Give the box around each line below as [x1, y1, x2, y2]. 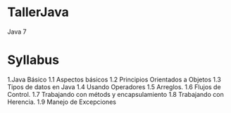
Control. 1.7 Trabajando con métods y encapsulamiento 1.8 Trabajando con [7, 90, 224, 98]
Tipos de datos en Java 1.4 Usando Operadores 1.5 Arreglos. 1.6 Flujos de [7, 82, 221, 91]
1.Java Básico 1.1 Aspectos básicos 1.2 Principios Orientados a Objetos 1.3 [7, 75, 222, 84]
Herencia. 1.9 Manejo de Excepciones [7, 98, 116, 106]
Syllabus [7, 52, 60, 68]
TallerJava [7, 4, 69, 20]
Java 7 [7, 27, 27, 36]
